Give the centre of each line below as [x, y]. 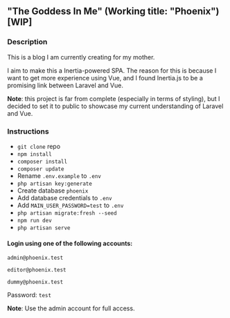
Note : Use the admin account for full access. [71, 308]
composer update [41, 169]
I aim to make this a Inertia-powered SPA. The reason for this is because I [112, 70]
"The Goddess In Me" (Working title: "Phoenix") [113, 11]
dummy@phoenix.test [35, 282]
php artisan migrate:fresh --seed [67, 213]
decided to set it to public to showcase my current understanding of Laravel [115, 106]
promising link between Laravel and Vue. [65, 85]
